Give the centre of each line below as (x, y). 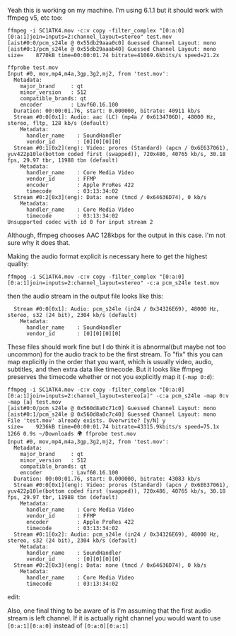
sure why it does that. (39, 242)
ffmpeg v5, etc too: (35, 18)
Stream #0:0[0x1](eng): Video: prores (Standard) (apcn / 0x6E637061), (122, 485)
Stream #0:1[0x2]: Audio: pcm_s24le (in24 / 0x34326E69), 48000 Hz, (117, 534)
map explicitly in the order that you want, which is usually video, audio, (110, 362)
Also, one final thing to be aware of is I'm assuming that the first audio (109, 611)
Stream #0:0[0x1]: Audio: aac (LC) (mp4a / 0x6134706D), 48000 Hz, (115, 117)
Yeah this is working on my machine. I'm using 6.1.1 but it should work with (115, 10)
